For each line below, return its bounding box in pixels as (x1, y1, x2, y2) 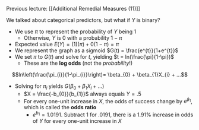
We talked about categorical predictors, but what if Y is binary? (6, 17, 160, 23)
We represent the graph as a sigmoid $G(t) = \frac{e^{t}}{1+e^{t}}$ (14, 47, 179, 54)
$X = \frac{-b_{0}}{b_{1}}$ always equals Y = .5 (23, 90, 141, 97)
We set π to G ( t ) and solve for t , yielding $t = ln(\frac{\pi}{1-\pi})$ (14, 53, 174, 60)
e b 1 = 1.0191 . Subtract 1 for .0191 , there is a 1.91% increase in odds (32, 110, 194, 118)
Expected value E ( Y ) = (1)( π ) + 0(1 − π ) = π (14, 41, 119, 47)
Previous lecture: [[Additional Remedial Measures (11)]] (6, 5, 141, 12)
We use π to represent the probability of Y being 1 (14, 28, 137, 35)
